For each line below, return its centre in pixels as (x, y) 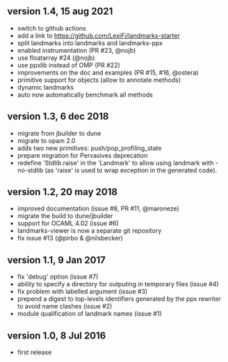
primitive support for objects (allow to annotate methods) (99, 80)
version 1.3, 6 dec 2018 (58, 116)
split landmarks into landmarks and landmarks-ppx (90, 43)
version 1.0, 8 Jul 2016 (57, 335)
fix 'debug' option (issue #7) (58, 277)
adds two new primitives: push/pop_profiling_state (89, 148)
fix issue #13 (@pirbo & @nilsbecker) (70, 238)
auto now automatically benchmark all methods (85, 94)
